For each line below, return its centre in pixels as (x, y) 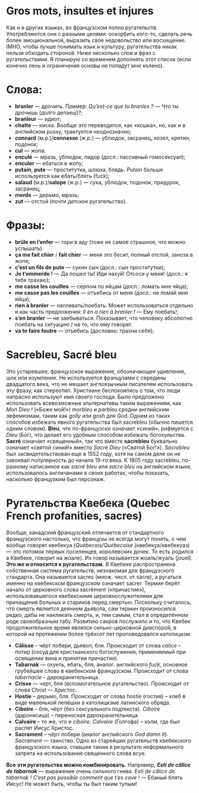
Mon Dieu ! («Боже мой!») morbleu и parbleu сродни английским (88, 409)
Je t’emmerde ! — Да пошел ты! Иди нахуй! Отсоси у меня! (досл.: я (101, 273)
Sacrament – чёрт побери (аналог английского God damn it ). (91, 734)
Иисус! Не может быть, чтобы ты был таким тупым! (72, 783)
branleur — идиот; (38, 119)
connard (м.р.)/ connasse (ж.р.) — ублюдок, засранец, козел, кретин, (103, 138)
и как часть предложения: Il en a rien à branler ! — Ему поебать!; (97, 311)
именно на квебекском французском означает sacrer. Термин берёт (93, 583)
